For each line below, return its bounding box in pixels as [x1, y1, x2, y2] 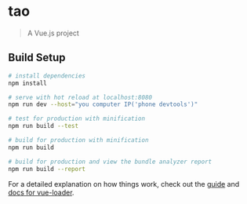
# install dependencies [8, 71, 86, 80]
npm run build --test [8, 122, 79, 130]
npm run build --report [8, 165, 86, 173]
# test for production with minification [8, 115, 146, 123]
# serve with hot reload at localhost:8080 [8, 93, 153, 101]
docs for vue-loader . [8, 188, 74, 197]
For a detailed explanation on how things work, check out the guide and [8, 179, 240, 188]
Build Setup [8, 51, 66, 64]
